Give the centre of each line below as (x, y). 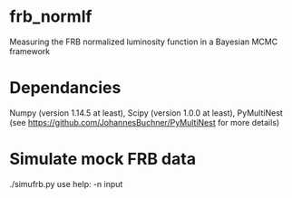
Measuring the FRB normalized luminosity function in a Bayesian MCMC (144, 42)
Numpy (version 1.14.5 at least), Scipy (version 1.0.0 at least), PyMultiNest (146, 113)
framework (30, 51)
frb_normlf (51, 17)
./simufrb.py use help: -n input (66, 184)
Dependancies (65, 88)
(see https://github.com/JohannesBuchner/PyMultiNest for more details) (145, 122)
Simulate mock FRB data (103, 159)
